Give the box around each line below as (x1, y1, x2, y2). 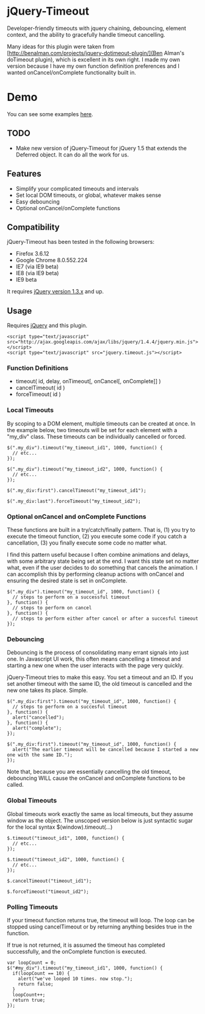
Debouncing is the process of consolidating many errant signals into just (7, 649, 189, 656)
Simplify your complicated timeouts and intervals (15, 185, 139, 192)
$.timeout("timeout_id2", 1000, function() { (7, 856, 124, 862)
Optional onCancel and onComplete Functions (7, 512, 146, 521)
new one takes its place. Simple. (7, 686, 88, 694)
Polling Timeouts (7, 903, 59, 911)
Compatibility (7, 222, 60, 232)
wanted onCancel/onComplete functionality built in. (7, 68, 137, 76)
